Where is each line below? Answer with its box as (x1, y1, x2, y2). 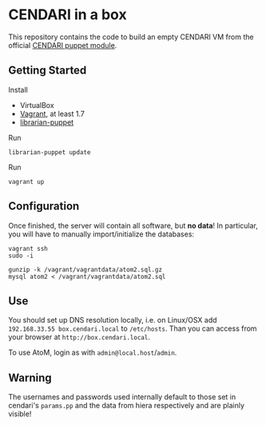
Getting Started (8, 64, 87, 77)
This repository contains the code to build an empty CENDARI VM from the (8, 32, 254, 42)
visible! (8, 409, 32, 419)
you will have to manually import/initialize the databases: (8, 229, 194, 239)
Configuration (8, 200, 80, 213)
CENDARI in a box (8, 6, 127, 24)
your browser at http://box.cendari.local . (8, 332, 150, 342)
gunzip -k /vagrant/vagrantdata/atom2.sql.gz (8, 265, 162, 273)
